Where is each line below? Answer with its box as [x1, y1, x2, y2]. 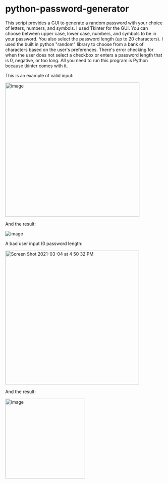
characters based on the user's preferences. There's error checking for [5, 46, 154, 53]
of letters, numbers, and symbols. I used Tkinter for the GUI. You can [5, 25, 148, 31]
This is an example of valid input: [5, 72, 74, 78]
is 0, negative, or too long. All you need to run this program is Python [5, 57, 148, 63]
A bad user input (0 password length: [5, 240, 83, 247]
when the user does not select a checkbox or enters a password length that [5, 52, 162, 58]
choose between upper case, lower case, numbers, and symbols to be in [5, 30, 156, 36]
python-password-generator [5, 3, 129, 15]
